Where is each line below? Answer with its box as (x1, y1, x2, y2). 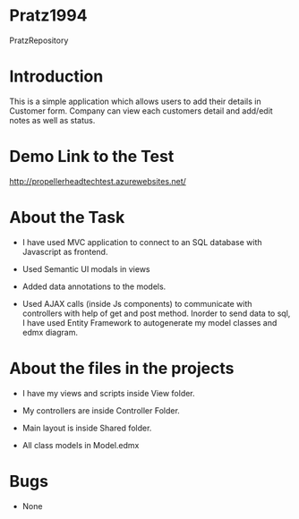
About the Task (9, 208, 125, 227)
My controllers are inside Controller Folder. (21, 404, 181, 416)
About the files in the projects (9, 358, 235, 379)
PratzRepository (9, 35, 69, 46)
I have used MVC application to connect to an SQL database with (21, 236, 262, 247)
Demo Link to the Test (9, 147, 175, 166)
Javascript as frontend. (21, 246, 108, 257)
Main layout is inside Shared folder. (21, 422, 152, 433)
